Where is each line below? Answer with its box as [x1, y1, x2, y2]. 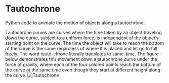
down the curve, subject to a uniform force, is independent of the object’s [5, 35, 159, 41]
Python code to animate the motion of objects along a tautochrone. [5, 20, 145, 26]
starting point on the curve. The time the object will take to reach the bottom [5, 40, 164, 46]
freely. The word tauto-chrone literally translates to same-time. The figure [5, 51, 159, 57]
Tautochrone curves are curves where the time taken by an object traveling [5, 29, 162, 35]
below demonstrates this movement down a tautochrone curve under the [5, 56, 158, 62]
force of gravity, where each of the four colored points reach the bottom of [5, 61, 161, 67]
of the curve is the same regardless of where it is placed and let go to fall [5, 45, 158, 51]
